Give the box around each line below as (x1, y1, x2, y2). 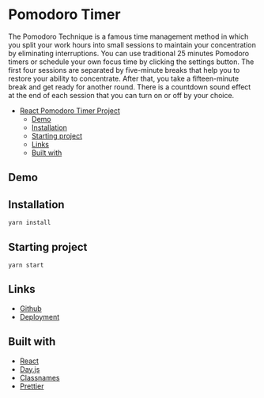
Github (19, 303, 42, 313)
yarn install (8, 219, 51, 227)
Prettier (19, 381, 44, 391)
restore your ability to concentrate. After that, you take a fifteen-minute (8, 74, 239, 83)
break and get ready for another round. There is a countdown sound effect (8, 81, 251, 92)
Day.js (19, 364, 40, 373)
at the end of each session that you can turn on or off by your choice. (8, 90, 235, 100)
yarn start (8, 261, 44, 269)
